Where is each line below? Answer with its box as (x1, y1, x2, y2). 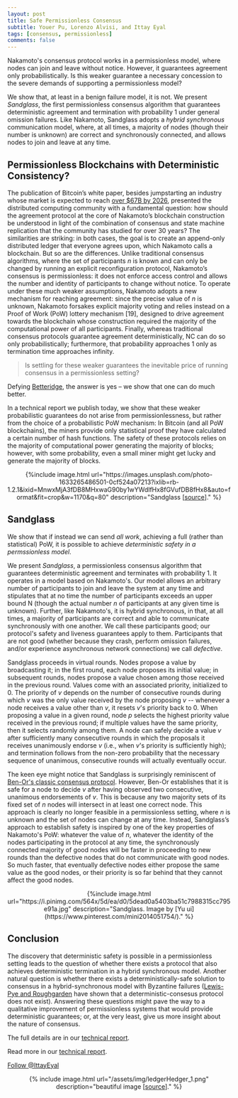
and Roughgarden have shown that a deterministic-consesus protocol (20, 989, 224, 998)
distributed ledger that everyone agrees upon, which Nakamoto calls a (7, 241, 212, 249)
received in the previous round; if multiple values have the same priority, (7, 718, 218, 727)
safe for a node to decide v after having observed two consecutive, (7, 785, 204, 793)
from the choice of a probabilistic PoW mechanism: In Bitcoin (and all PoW (7, 419, 224, 427)
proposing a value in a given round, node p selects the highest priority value (7, 711, 229, 719)
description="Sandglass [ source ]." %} (110, 493, 222, 501)
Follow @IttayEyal (7, 1060, 59, 1070)
